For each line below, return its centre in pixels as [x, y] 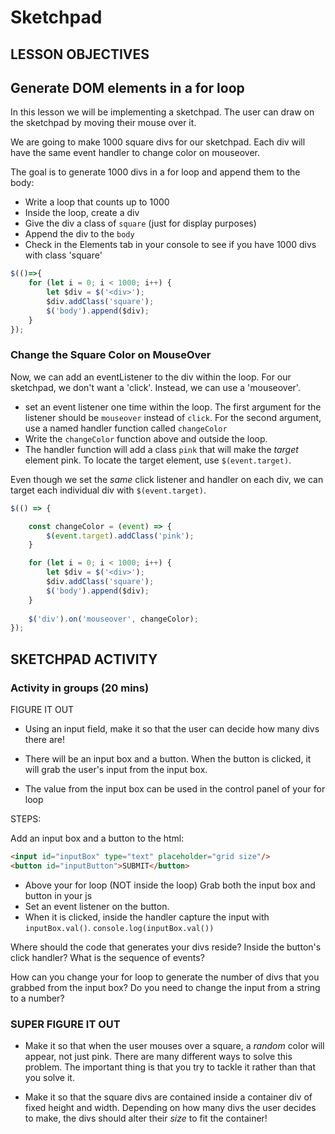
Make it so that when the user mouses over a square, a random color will [174, 1046]
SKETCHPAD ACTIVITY [84, 659]
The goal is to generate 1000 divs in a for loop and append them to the [155, 172]
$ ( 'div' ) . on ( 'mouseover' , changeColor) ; [113, 619]
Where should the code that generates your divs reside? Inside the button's [166, 947]
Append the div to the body [79, 234]
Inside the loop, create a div [82, 213]
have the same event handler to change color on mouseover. [135, 153]
